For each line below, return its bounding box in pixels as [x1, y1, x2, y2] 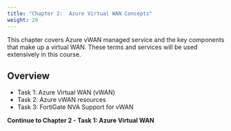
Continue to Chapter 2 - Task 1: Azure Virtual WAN [7, 117, 154, 125]
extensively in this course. [7, 50, 81, 59]
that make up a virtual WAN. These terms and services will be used [7, 43, 198, 51]
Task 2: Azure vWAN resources [17, 96, 106, 104]
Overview [7, 70, 50, 81]
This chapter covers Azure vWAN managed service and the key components [7, 35, 225, 43]
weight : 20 [7, 17, 39, 23]
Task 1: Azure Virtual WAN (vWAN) [17, 88, 116, 97]
